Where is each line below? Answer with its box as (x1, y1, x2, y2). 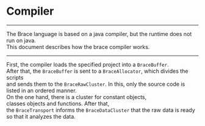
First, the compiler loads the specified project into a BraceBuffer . (6, 61, 169, 68)
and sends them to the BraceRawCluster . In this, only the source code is (6, 80, 185, 87)
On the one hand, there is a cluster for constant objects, (6, 93, 147, 100)
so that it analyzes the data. (6, 113, 76, 120)
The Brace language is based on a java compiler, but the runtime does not (6, 30, 192, 37)
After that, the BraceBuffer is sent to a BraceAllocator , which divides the (6, 67, 189, 75)
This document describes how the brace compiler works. (6, 43, 150, 50)
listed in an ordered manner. (6, 87, 77, 94)
